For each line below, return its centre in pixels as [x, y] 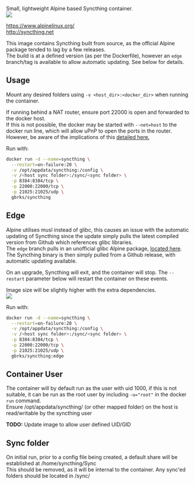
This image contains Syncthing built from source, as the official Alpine [90, 43]
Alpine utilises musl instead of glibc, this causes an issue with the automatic [97, 230]
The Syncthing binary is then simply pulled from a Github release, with [91, 255]
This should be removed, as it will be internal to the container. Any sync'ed [96, 470]
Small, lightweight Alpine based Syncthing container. [70, 9]
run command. [24, 401]
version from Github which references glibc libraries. [69, 242]
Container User [35, 374]
